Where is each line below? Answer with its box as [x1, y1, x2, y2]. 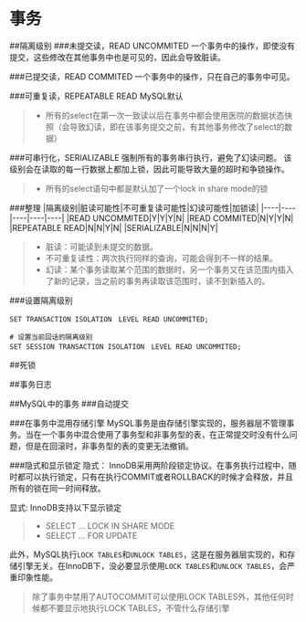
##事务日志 [9, 378, 52, 389]
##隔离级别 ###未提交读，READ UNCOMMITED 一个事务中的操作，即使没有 [9, 40, 295, 51]
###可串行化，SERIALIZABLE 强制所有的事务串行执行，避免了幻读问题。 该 [9, 152, 292, 163]
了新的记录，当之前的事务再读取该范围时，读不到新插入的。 [45, 275, 270, 286]
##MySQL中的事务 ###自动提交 [9, 398, 130, 409]
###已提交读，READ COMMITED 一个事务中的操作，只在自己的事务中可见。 [9, 70, 295, 82]
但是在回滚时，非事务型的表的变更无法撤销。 [25, 440, 194, 451]
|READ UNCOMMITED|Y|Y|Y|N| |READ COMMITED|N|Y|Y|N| [66, 212, 294, 224]
